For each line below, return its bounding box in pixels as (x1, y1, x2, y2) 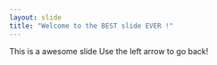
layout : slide (9, 12, 63, 22)
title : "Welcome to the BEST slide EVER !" (9, 21, 174, 30)
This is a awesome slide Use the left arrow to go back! (9, 45, 209, 56)
